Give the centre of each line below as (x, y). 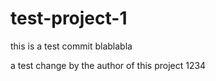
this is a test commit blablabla (71, 46)
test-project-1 (69, 18)
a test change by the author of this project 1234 (108, 65)
